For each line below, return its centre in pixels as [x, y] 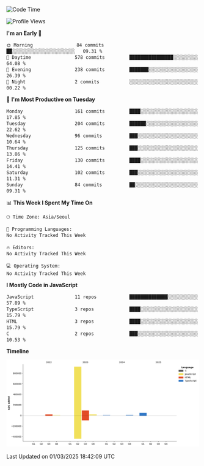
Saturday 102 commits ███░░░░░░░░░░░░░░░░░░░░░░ [102, 173]
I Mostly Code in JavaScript [42, 285]
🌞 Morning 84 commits [55, 45]
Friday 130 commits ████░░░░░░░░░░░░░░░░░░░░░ [102, 160]
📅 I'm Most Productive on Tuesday [51, 99]
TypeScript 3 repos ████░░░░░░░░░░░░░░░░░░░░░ [102, 309]
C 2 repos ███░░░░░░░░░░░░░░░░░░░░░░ [102, 334]
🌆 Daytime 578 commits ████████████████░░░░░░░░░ [102, 58]
